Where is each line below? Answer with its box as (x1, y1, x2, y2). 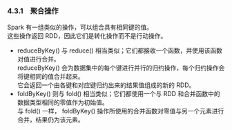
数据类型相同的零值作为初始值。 (17, 98, 108, 106)
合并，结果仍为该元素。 (17, 115, 84, 124)
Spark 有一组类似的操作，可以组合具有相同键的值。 (7, 23, 153, 32)
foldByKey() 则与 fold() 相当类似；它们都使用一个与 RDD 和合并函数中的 (17, 90, 221, 98)
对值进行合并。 (17, 55, 60, 64)
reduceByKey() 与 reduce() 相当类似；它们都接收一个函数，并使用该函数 (17, 46, 223, 55)
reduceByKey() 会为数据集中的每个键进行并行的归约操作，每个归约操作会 (17, 64, 225, 72)
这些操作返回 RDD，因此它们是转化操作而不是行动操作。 (7, 32, 167, 40)
